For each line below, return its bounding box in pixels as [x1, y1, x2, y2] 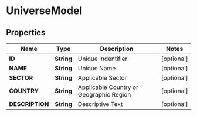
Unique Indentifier [77, 54, 128, 63]
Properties [6, 28, 46, 37]
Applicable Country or [77, 83, 139, 91]
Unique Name [77, 64, 116, 72]
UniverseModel [6, 4, 83, 18]
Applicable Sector [77, 74, 127, 81]
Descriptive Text [77, 100, 123, 108]
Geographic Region [77, 91, 131, 98]
